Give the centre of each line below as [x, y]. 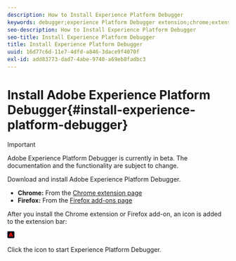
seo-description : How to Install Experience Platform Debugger [102, 30]
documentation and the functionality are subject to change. [93, 165]
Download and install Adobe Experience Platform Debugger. [94, 179]
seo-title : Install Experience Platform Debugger [81, 37]
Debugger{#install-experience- [101, 110]
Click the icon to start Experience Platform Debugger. [84, 249]
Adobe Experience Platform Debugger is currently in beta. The [98, 158]
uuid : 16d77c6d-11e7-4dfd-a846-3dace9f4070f [73, 52]
